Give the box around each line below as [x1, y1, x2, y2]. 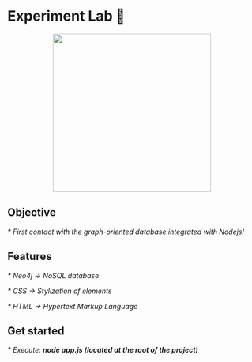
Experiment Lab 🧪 [7, 7, 126, 25]
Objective [7, 206, 57, 220]
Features [7, 250, 52, 263]
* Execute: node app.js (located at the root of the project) [7, 345, 199, 355]
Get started [7, 324, 65, 337]
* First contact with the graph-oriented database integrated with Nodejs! [7, 227, 245, 236]
